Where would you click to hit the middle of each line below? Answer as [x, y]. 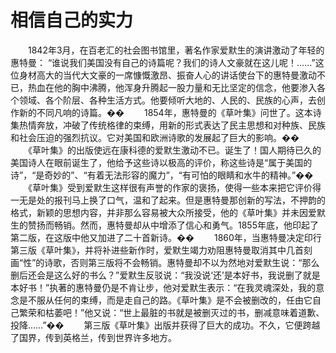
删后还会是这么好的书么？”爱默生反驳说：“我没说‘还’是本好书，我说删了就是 [165, 275]
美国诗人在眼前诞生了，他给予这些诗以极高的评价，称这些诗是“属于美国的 [161, 162]
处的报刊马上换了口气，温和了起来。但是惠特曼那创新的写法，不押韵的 [181, 200]
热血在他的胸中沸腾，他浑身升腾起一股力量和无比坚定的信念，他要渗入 [172, 87]
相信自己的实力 [72, 20]
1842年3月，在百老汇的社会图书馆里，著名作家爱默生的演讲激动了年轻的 [176, 50]
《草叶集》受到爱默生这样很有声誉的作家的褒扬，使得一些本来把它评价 [170, 187]
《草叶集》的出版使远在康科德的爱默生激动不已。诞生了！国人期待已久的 [174, 150]
